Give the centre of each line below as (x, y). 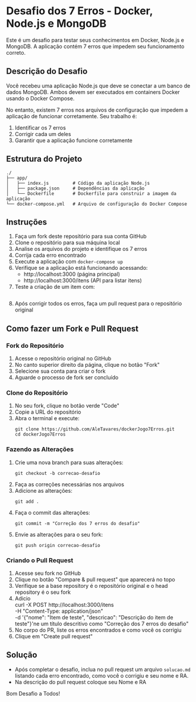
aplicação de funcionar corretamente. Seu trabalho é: (72, 116)
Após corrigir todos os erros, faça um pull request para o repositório (98, 304)
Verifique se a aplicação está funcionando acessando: (81, 268)
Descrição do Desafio (47, 72)
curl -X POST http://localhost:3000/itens (64, 605)
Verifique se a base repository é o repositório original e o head (91, 585)
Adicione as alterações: (43, 490)
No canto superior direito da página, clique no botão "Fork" (87, 365)
